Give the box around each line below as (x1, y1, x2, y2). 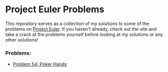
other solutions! (5, 37, 38, 43)
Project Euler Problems (5, 4, 105, 15)
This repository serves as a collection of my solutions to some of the (5, 20, 150, 27)
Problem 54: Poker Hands (12, 61, 67, 67)
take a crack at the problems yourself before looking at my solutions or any (5, 31, 163, 37)
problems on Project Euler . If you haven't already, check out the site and (5, 26, 157, 32)
